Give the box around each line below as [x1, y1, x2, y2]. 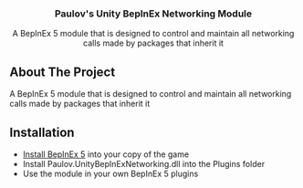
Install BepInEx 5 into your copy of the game [22, 149, 190, 160]
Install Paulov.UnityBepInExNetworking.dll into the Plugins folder [22, 158, 266, 169]
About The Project [9, 64, 116, 79]
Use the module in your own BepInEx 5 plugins [22, 168, 199, 179]
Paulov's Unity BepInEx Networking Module [54, 7, 253, 20]
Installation [9, 124, 75, 140]
